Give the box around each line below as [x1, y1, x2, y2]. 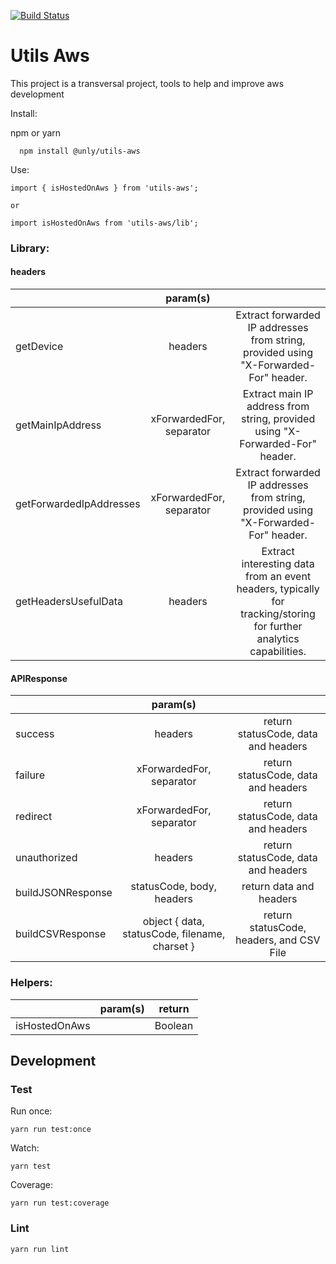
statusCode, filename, [122, 927, 226, 941]
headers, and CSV [234, 933, 321, 947]
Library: [10, 241, 50, 255]
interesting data [241, 557, 315, 571]
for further [253, 620, 303, 634]
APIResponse [10, 672, 68, 684]
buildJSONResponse [15, 886, 113, 900]
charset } [152, 940, 195, 954]
